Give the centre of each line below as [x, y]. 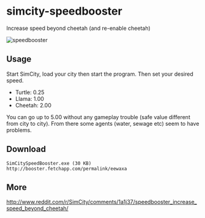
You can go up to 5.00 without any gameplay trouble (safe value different [99, 117]
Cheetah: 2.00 [33, 105]
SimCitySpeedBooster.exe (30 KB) [49, 163]
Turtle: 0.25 [30, 92]
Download [26, 149]
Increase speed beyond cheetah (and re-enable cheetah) [79, 28]
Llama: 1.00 [30, 98]
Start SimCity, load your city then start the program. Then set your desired [100, 74]
